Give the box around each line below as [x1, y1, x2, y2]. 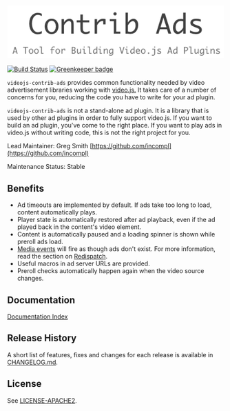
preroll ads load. [17, 237, 63, 246]
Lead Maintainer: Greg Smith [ [7, 142, 93, 150]
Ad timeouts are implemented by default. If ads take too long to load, [17, 201, 212, 209]
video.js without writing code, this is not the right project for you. [7, 128, 191, 137]
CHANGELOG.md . [7, 358, 59, 366]
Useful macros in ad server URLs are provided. [17, 259, 150, 268]
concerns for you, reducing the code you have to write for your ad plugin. [7, 93, 216, 101]
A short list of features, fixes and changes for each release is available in [7, 350, 213, 359]
